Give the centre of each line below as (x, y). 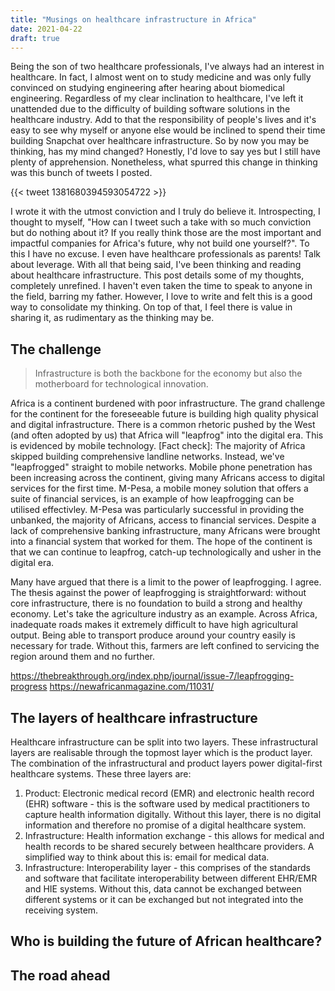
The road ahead (60, 975)
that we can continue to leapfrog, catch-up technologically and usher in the (166, 552)
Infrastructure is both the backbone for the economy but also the (168, 373)
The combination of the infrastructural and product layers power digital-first (166, 763)
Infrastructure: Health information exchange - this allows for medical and (174, 835)
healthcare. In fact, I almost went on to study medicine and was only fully (161, 77)
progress (29, 687)
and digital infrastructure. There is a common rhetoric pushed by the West (163, 425)
